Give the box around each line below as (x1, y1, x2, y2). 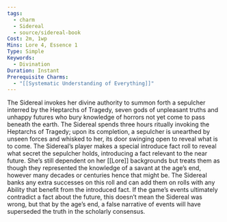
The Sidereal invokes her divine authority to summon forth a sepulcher (7, 98, 206, 107)
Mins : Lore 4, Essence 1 (7, 42, 78, 48)
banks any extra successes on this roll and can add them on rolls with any (7, 178, 215, 186)
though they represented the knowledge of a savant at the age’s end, (7, 164, 202, 172)
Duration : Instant (7, 67, 59, 74)
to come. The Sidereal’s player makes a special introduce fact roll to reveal (7, 142, 217, 150)
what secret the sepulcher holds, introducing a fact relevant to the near (7, 150, 207, 158)
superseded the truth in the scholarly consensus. (7, 208, 146, 216)
